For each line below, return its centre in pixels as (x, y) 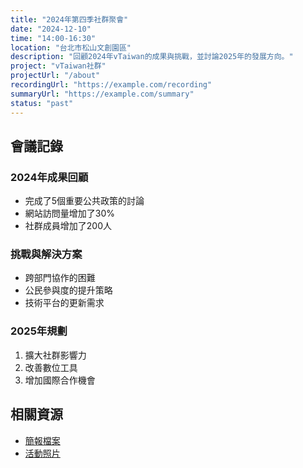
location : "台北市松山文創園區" (71, 47)
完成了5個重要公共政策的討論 (84, 201)
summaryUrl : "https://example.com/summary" (102, 94)
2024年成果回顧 (49, 177)
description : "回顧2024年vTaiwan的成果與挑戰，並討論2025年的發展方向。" (152, 57)
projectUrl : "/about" (55, 76)
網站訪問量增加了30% (70, 213)
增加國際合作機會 (60, 380)
